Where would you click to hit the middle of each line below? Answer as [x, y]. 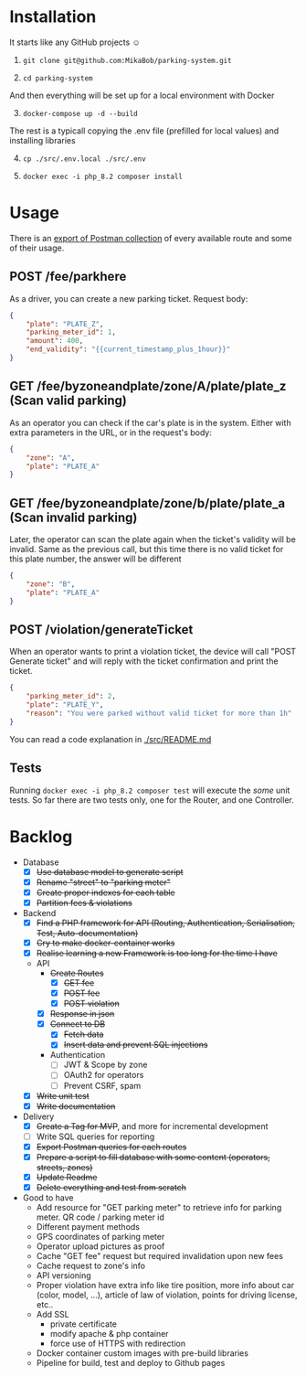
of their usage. [37, 248]
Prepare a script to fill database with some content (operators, [153, 1157]
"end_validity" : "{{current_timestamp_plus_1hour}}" [128, 349]
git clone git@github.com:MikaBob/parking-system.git [127, 60]
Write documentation [76, 1106]
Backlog [41, 836]
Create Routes [77, 973]
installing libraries [42, 140]
